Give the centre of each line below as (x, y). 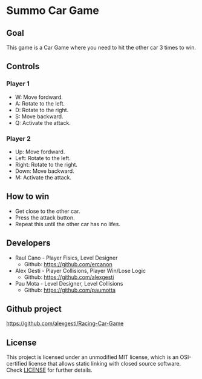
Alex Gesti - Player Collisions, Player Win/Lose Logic (80, 270)
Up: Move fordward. (40, 152)
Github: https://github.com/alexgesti (69, 277)
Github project (34, 309)
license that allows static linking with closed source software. (105, 364)
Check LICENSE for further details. (49, 370)
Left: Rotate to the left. (43, 158)
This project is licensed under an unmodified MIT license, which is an (93, 357)
